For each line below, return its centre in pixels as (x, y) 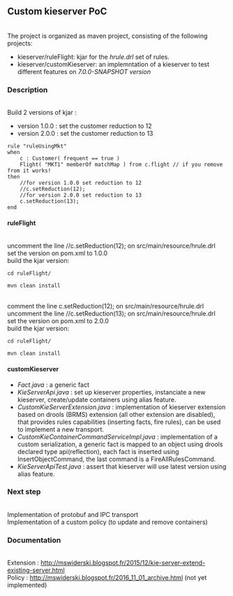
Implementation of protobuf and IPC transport (73, 514)
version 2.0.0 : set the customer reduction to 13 (85, 134)
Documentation (34, 540)
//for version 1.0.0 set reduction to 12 (81, 183)
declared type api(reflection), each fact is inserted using (98, 451)
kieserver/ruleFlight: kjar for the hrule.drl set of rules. (93, 57)
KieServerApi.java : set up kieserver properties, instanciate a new (111, 392)
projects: (20, 43)
